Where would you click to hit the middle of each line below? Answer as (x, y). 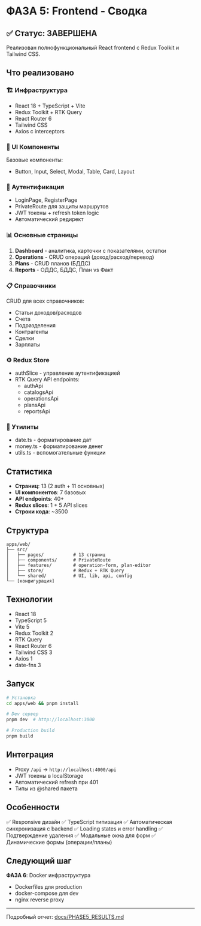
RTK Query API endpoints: (47, 380)
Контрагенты (31, 331)
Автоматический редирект (49, 219)
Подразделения (35, 325)
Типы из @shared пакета (46, 788)
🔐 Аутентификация (35, 187)
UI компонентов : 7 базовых (50, 492)
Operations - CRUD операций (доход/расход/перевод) (84, 257)
